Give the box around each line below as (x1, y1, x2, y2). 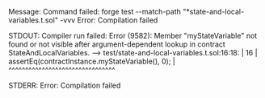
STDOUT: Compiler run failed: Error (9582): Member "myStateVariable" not (8, 31, 258, 40)
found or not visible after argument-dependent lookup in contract (8, 39, 226, 49)
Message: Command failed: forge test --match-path (8, 7, 182, 16)
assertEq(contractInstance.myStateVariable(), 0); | (8, 56, 176, 66)
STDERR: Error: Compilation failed (8, 80, 121, 90)
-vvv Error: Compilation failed (60, 15, 158, 25)
